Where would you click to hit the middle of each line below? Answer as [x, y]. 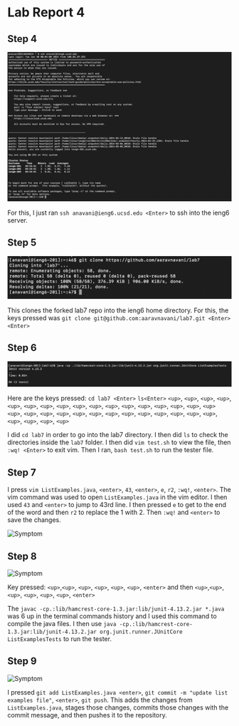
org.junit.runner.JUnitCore [141, 632]
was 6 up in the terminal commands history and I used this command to [112, 616]
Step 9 [22, 661]
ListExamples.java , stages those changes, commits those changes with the [118, 707]
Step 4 [22, 39]
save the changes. [34, 520]
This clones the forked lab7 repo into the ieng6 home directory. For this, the [118, 310]
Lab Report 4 [46, 12]
